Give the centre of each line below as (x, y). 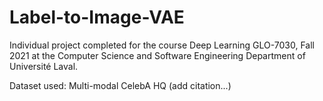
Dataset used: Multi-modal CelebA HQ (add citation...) (120, 85)
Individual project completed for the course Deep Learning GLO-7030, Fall (162, 45)
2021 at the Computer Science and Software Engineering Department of (157, 55)
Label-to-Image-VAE (97, 17)
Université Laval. (44, 66)
